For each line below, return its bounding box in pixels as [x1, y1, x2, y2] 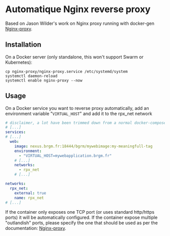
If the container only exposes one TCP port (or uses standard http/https [5, 209, 155, 215]
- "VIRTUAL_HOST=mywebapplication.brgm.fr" [18, 153, 112, 158]
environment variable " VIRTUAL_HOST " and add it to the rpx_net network [5, 110, 153, 116]
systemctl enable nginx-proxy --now [5, 77, 82, 83]
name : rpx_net [14, 195, 44, 201]
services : [5, 130, 26, 135]
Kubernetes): [5, 59, 33, 65]
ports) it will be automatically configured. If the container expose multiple [5, 214, 158, 221]
